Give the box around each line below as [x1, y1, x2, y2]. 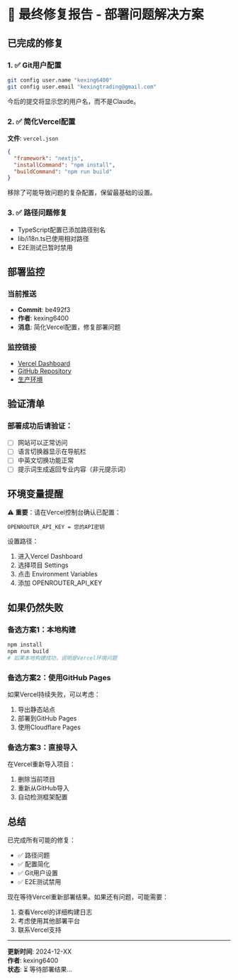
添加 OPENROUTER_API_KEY [17, 578, 103, 587]
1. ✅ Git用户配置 [7, 60, 62, 70]
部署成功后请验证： [7, 421, 73, 431]
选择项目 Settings [17, 561, 69, 569]
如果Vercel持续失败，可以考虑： [7, 690, 101, 699]
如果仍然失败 [7, 601, 64, 613]
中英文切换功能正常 [17, 456, 74, 465]
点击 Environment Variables [17, 570, 98, 578]
